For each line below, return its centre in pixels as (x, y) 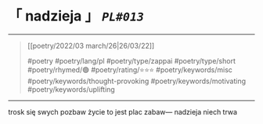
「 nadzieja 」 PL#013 (76, 16)
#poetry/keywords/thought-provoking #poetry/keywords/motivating (137, 81)
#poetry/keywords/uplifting (71, 89)
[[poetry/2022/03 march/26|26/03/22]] (91, 46)
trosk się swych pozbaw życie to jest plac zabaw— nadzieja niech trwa (122, 111)
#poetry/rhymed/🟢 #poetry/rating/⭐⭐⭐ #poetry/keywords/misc (130, 69)
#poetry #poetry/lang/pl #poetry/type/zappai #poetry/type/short (131, 60)
